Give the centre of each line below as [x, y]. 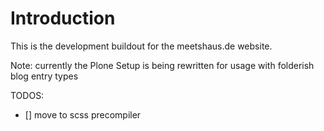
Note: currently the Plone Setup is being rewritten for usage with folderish [162, 65]
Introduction [63, 18]
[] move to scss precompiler [83, 114]
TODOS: [27, 95]
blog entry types [44, 76]
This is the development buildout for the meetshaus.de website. [141, 46]
